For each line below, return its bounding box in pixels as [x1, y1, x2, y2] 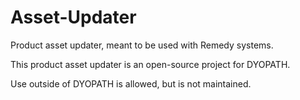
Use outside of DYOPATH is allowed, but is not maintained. [10, 77, 252, 90]
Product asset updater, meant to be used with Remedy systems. [10, 39, 274, 51]
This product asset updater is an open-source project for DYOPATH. [10, 58, 291, 70]
